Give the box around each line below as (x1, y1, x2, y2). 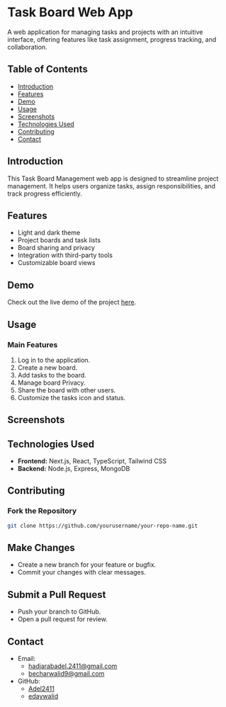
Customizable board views (17, 259, 96, 267)
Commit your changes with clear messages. (17, 568, 147, 577)
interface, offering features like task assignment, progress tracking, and (7, 35, 217, 43)
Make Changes (7, 542, 76, 554)
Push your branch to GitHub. (17, 607, 101, 616)
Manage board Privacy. (17, 378, 86, 387)
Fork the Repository (7, 506, 77, 516)
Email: (17, 655, 36, 663)
